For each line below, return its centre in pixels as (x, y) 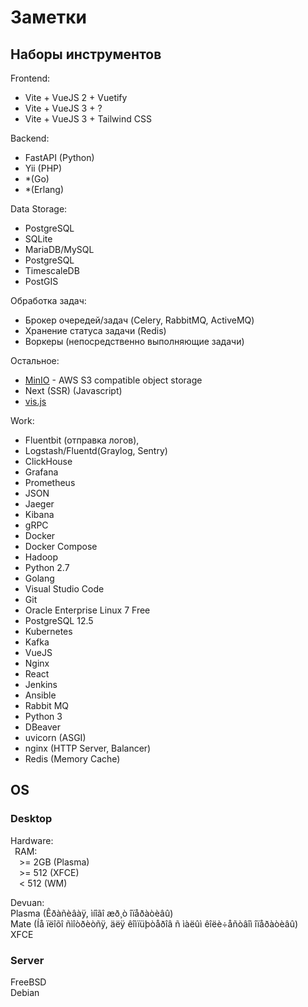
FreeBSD (28, 982)
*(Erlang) (44, 189)
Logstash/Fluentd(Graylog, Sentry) (96, 450)
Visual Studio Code (64, 589)
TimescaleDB (52, 270)
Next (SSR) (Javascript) (73, 390)
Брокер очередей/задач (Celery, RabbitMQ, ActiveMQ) (139, 320)
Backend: (30, 138)
